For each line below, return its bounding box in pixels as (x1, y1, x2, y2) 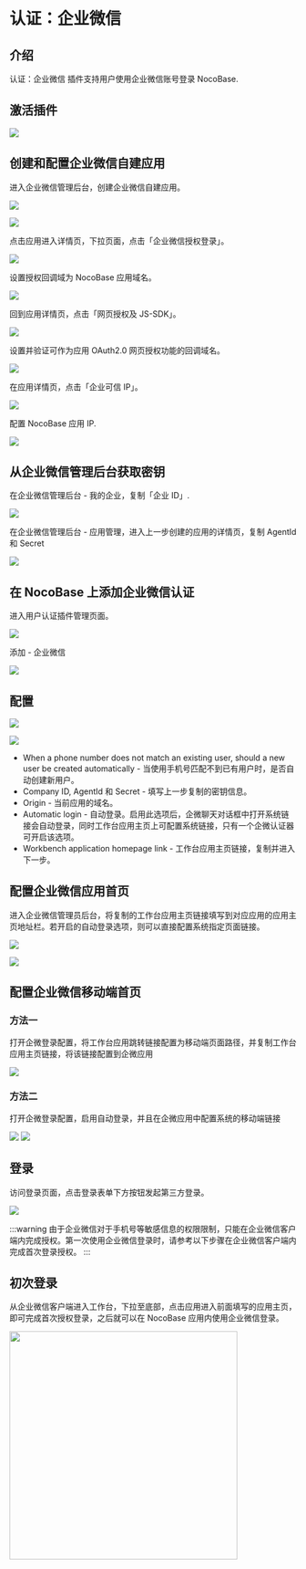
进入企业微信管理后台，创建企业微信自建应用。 (9, 182, 185, 193)
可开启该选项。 (22, 832, 79, 842)
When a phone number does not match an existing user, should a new (22, 752, 285, 763)
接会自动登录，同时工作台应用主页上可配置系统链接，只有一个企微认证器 (22, 821, 294, 832)
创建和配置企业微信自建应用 (9, 156, 166, 172)
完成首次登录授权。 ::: (9, 1246, 91, 1257)
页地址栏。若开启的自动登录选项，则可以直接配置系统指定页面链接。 (9, 921, 265, 932)
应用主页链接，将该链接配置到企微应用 (9, 1048, 153, 1059)
